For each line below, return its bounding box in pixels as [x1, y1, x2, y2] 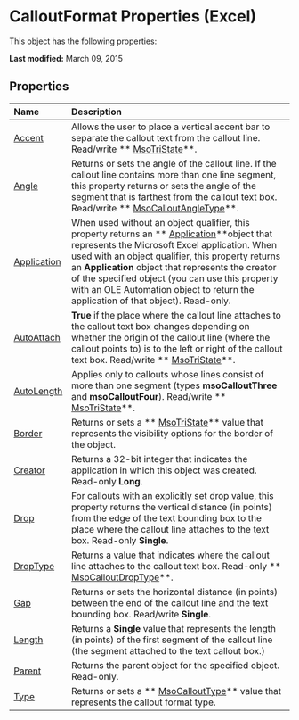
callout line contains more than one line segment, [70, 168, 277, 180]
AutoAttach [13, 331, 61, 343]
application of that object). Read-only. [70, 294, 231, 307]
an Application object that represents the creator [70, 261, 278, 273]
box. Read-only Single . [70, 534, 169, 546]
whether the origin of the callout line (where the [70, 331, 271, 343]
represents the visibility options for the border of [70, 426, 274, 439]
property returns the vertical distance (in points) [70, 501, 273, 513]
